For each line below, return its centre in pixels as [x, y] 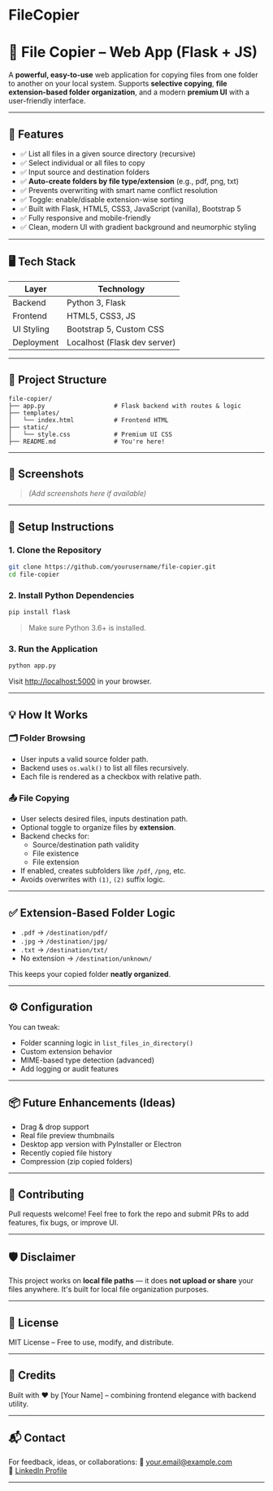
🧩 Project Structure [58, 380]
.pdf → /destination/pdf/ [64, 932]
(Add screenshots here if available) [87, 494]
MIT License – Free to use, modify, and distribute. [91, 1343]
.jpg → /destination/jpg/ [64, 941]
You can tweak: [35, 1027]
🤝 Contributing [46, 1194]
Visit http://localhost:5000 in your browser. [80, 681]
